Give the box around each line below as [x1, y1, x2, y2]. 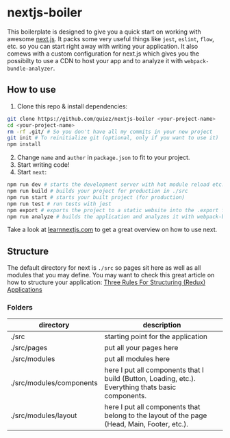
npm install [7, 141, 41, 148]
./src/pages [10, 343, 48, 353]
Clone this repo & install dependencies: [16, 102, 128, 111]
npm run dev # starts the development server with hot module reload [7, 181, 210, 188]
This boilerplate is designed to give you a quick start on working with [7, 27, 202, 36]
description [142, 321, 181, 330]
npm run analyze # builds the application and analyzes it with [7, 213, 194, 220]
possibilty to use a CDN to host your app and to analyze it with [7, 56, 183, 65]
